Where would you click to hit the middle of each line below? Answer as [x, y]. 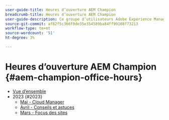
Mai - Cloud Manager [42, 102]
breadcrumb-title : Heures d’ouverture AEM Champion [60, 14]
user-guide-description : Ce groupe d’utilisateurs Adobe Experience [78, 19]
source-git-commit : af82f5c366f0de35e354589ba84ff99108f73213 [72, 24]
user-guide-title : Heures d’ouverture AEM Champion [60, 10]
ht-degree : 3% [20, 38]
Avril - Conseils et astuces [47, 107]
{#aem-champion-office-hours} [74, 77]
